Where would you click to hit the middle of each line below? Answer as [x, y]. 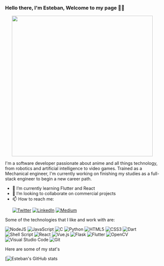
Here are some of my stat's [33, 249]
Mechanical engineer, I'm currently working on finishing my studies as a [78, 174]
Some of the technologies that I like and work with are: [60, 220]
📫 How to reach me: [33, 199]
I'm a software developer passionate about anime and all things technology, [81, 163]
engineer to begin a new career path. [54, 179]
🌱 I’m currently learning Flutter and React [54, 188]
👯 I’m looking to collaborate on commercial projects [64, 194]
